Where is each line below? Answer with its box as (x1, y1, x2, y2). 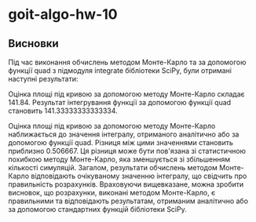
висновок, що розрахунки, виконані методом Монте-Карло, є (8, 188, 216, 197)
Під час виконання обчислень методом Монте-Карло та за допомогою (8, 57, 247, 67)
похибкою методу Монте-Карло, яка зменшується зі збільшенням (8, 155, 230, 164)
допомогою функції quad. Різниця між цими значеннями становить (8, 138, 234, 147)
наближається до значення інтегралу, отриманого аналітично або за (8, 129, 240, 139)
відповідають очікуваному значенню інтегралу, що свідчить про (31, 171, 247, 180)
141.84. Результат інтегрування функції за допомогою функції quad (8, 98, 232, 107)
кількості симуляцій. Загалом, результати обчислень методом (8, 163, 218, 172)
